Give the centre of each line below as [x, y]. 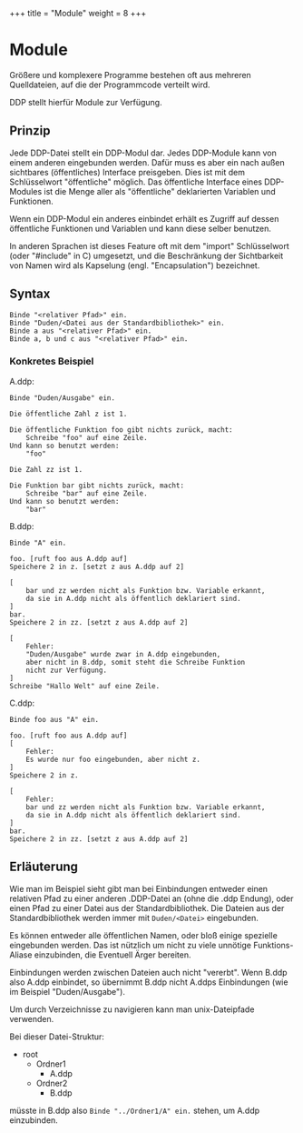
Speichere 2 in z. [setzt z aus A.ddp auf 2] [97, 566]
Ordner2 [52, 1083]
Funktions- [274, 945]
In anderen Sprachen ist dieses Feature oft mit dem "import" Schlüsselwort [150, 246]
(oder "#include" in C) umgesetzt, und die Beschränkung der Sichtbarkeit [147, 256]
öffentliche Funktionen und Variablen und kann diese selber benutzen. [141, 228]
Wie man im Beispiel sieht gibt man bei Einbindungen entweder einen [139, 888]
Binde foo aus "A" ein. [54, 719]
